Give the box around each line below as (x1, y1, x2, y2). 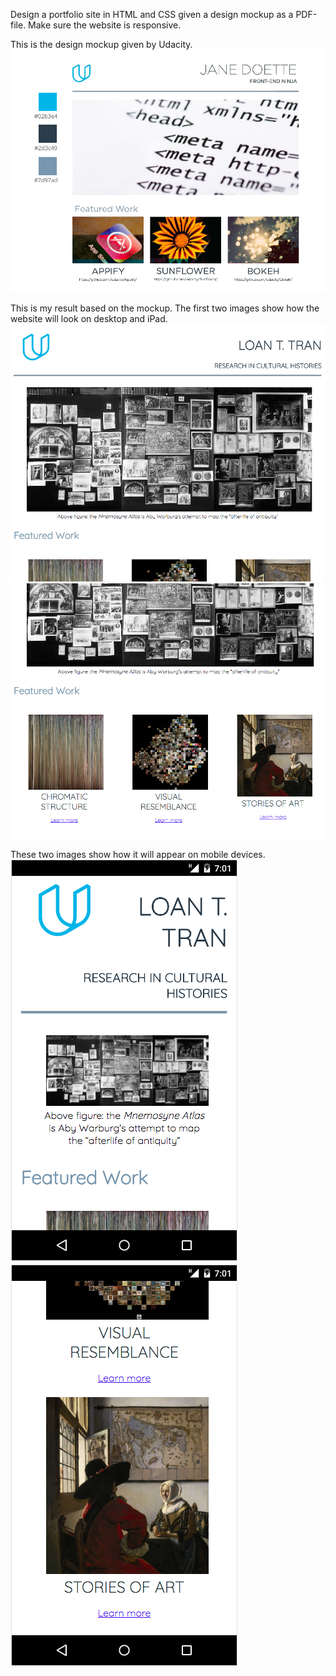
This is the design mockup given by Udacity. (10, 39, 193, 50)
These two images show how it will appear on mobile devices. (10, 849, 266, 861)
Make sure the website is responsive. (28, 19, 182, 31)
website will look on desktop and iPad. (10, 312, 168, 324)
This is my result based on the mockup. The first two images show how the (10, 302, 320, 314)
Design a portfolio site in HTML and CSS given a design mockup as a (10, 9, 294, 20)
